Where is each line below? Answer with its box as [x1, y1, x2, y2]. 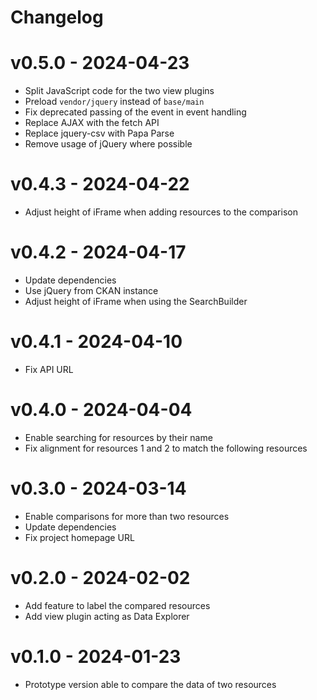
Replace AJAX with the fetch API [24, 117, 160, 129]
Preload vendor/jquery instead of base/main [24, 96, 205, 108]
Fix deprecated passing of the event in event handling [24, 106, 247, 118]
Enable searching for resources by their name [24, 431, 213, 443]
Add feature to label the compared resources [24, 599, 211, 611]
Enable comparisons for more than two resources [24, 510, 230, 522]
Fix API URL [24, 363, 74, 375]
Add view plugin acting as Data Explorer [24, 610, 190, 622]
